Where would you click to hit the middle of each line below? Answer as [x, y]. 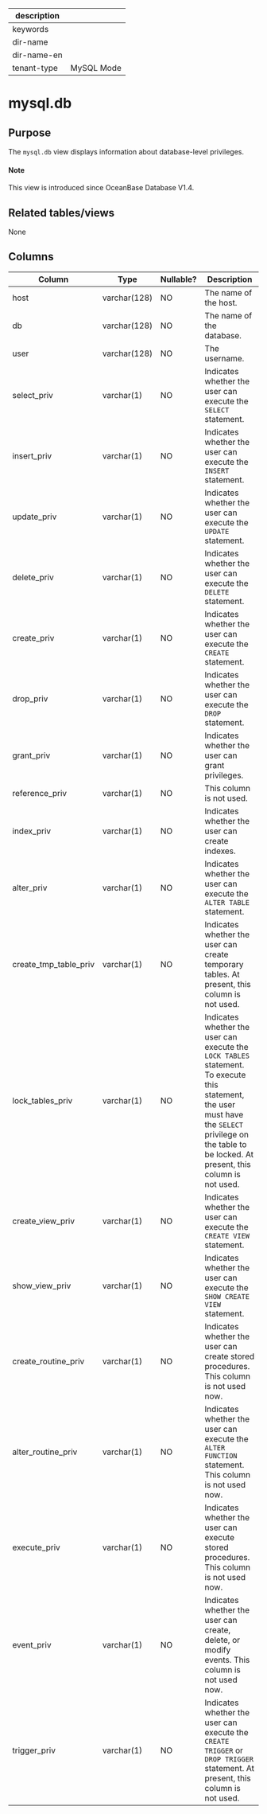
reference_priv [40, 793]
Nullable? [178, 279]
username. [224, 358]
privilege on [226, 1134]
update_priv [35, 517]
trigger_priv [34, 1750]
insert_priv [32, 455]
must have [224, 1114]
